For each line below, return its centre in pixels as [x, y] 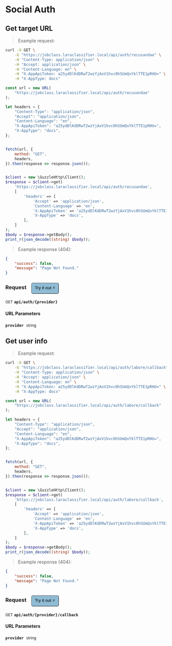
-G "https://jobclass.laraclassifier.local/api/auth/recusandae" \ [88, 55]
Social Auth [30, 9]
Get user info [26, 341]
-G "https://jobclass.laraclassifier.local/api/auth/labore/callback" [91, 368]
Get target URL [29, 28]
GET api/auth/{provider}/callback [42, 615]
